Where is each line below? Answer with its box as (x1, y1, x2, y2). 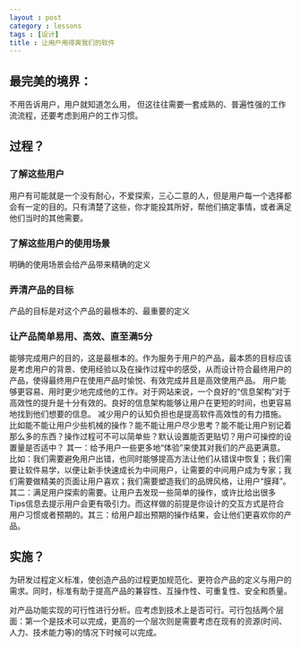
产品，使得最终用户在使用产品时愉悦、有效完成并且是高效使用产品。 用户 (9, 375, 279, 385)
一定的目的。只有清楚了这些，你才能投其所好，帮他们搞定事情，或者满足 (24, 201, 292, 211)
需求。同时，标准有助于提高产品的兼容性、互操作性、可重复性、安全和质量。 (9, 586, 292, 597)
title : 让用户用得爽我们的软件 (9, 38, 116, 47)
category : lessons (9, 22, 82, 30)
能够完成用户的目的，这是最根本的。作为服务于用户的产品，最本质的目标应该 (9, 352, 292, 363)
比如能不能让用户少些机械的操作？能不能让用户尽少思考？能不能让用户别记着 (9, 419, 292, 430)
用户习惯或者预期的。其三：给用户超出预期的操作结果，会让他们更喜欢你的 (9, 509, 284, 520)
